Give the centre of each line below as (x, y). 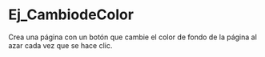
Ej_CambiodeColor (71, 15)
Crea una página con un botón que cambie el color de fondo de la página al (133, 37)
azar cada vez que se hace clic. (60, 45)
